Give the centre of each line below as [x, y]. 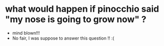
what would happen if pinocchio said [82, 9]
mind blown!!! [26, 33]
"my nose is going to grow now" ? [76, 19]
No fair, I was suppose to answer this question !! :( [63, 38]
